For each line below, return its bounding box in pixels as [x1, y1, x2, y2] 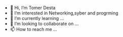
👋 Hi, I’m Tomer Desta [10, 5, 56, 10]
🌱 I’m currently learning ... [10, 15, 64, 21]
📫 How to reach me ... [10, 26, 57, 32]
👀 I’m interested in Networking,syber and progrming [10, 10, 118, 16]
